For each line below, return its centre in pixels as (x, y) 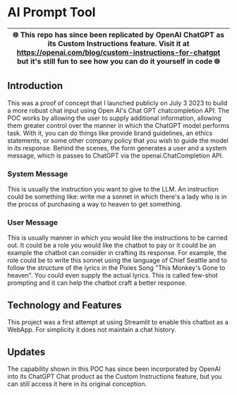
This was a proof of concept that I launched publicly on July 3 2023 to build (117, 102)
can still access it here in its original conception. (77, 384)
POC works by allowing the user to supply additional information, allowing (115, 118)
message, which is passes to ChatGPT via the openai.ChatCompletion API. (115, 155)
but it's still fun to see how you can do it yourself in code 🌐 (119, 61)
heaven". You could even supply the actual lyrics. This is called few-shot (113, 276)
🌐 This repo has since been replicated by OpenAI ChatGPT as (119, 35)
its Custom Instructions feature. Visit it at (119, 43)
